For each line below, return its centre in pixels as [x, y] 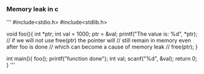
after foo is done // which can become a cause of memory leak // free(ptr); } [102, 47]
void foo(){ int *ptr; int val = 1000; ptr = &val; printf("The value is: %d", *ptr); [102, 34]
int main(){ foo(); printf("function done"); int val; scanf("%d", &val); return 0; [102, 59]
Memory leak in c [32, 9]
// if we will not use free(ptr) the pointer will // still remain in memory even [99, 41]
